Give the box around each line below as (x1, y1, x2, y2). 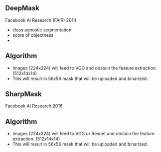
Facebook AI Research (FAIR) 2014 (5, 17, 76, 23)
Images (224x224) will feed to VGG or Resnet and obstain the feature (12, 131, 155, 137)
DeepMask (5, 4, 40, 12)
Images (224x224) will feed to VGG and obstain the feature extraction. (12, 65, 157, 71)
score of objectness (12, 32, 54, 38)
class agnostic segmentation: (12, 27, 73, 33)
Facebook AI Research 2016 (5, 103, 63, 109)
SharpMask (5, 90, 42, 98)
